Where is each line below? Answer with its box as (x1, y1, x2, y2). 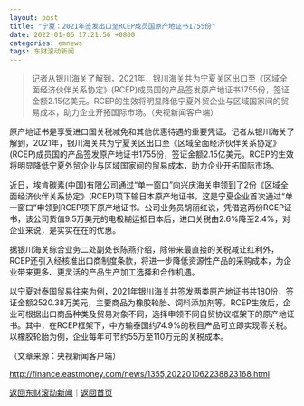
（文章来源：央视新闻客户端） (9, 351, 120, 362)
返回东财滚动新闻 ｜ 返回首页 (9, 387, 113, 399)
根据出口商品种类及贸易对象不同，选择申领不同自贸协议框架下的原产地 (24, 309, 287, 320)
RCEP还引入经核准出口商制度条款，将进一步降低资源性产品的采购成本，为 (9, 256, 284, 266)
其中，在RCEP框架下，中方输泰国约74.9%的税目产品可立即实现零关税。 (24, 320, 292, 331)
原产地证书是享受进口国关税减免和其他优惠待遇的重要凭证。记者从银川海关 (9, 126, 287, 137)
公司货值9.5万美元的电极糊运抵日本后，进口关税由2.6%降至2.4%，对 (33, 214, 291, 225)
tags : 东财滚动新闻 (9, 47, 75, 56)
